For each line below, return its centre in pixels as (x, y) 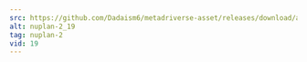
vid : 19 (24, 43)
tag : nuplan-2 (37, 35)
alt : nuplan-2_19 (42, 26)
